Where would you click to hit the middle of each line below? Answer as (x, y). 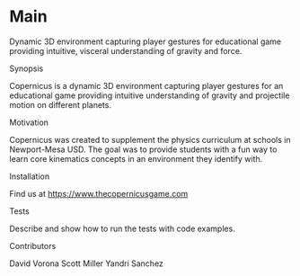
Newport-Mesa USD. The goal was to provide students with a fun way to (143, 149)
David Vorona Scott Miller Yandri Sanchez (87, 263)
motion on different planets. (61, 104)
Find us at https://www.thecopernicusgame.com (99, 193)
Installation (30, 176)
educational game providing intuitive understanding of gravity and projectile (150, 95)
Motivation (29, 122)
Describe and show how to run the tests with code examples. (122, 228)
